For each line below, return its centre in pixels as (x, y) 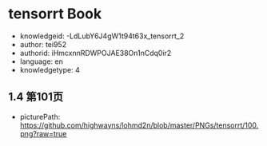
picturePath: (40, 116)
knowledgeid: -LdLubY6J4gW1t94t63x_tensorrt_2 (102, 36)
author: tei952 (43, 44)
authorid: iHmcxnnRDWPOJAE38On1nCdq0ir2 (96, 53)
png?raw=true (43, 133)
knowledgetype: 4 (50, 69)
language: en (42, 61)
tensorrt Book (55, 14)
